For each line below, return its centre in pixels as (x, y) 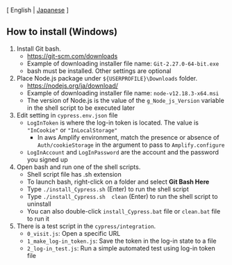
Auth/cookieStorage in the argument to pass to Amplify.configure (131, 145)
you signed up (47, 159)
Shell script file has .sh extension (74, 174)
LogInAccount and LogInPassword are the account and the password (123, 152)
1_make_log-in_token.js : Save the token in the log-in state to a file (122, 241)
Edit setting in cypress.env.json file (67, 115)
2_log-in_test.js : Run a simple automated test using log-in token (121, 248)
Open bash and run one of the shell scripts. (78, 167)
